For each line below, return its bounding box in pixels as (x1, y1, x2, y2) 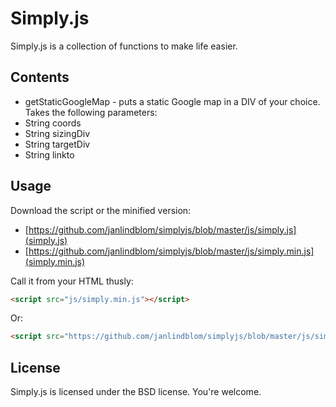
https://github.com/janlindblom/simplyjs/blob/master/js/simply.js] (28, 223, 297, 236)
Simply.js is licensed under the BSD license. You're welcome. (10, 386, 262, 398)
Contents (10, 69, 70, 86)
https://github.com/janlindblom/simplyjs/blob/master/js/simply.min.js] (28, 245, 315, 257)
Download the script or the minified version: (10, 204, 192, 216)
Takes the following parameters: (24, 106, 158, 118)
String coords (24, 117, 82, 129)
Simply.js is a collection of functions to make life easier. (10, 40, 238, 52)
